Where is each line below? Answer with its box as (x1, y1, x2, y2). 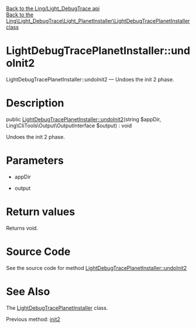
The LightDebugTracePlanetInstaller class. (6, 304, 108, 311)
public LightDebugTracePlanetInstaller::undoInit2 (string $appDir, (6, 115, 161, 122)
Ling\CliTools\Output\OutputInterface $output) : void (6, 122, 132, 129)
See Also (6, 285, 50, 298)
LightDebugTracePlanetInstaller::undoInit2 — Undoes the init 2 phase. (6, 76, 174, 83)
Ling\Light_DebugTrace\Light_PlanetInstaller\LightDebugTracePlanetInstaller (6, 18, 190, 24)
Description (6, 97, 64, 110)
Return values (6, 205, 75, 218)
